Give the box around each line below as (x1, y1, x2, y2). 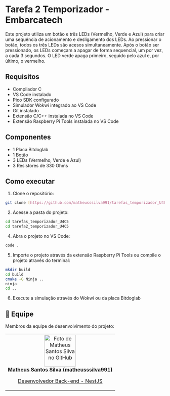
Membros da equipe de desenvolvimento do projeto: (5, 323, 115, 329)
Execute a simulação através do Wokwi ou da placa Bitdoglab (12, 295, 141, 301)
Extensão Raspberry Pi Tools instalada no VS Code (12, 118, 119, 124)
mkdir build (5, 267, 30, 272)
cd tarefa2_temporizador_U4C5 (5, 224, 69, 229)
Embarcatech (5, 14, 63, 26)
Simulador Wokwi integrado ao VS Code (12, 102, 97, 108)
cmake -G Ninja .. (5, 277, 44, 282)
